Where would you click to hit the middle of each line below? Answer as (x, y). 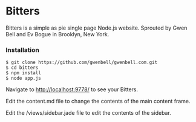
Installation (23, 50)
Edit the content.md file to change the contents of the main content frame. (98, 101)
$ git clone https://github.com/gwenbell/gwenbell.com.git (82, 63)
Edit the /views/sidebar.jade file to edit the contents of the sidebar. (89, 113)
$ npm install (24, 73)
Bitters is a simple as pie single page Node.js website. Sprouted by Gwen (96, 28)
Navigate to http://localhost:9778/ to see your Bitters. (72, 89)
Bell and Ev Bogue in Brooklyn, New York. (57, 34)
